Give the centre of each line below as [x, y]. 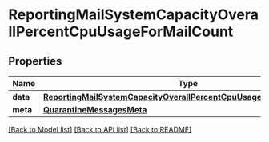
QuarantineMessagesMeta [95, 110]
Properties [35, 61]
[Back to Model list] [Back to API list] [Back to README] [100, 130]
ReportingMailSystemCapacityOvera [133, 15]
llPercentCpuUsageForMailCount [121, 32]
